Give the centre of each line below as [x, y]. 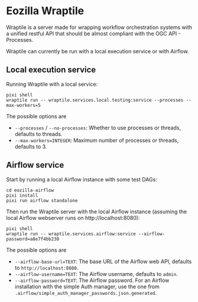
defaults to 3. [31, 147]
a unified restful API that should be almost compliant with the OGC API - [94, 33]
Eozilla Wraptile [45, 11]
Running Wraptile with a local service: [52, 84]
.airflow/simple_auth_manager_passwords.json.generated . [86, 293]
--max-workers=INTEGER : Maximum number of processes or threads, [97, 140]
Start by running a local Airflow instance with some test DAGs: [82, 179]
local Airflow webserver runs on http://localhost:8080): [73, 217]
